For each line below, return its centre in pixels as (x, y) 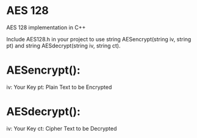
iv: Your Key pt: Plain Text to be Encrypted (59, 87)
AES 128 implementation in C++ (46, 27)
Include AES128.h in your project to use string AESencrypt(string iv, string (99, 39)
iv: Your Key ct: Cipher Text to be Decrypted (62, 128)
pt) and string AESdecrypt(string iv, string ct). (63, 46)
